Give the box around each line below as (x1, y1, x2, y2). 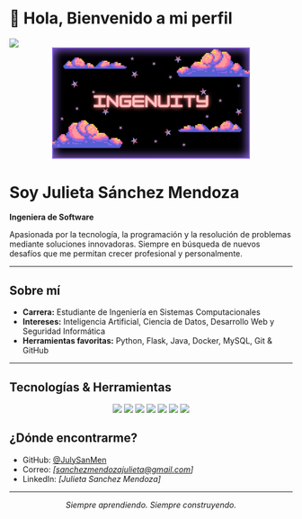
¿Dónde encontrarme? (9, 431, 138, 446)
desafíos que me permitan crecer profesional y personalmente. (9, 248, 243, 259)
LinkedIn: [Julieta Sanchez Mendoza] (22, 473, 162, 484)
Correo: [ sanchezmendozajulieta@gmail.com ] (22, 463, 194, 475)
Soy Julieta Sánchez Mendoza (9, 182, 240, 202)
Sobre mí (9, 282, 61, 298)
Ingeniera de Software (9, 211, 94, 223)
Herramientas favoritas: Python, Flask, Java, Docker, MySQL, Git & (22, 336, 272, 346)
